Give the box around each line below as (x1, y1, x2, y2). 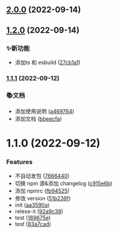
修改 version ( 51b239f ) (14, 194, 71, 202)
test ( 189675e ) (14, 214, 51, 221)
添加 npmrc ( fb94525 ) (14, 187, 70, 194)
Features (6, 158, 33, 166)
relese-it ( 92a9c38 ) (14, 207, 63, 214)
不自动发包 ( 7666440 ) (14, 172, 70, 179)
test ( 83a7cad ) (14, 220, 52, 228)
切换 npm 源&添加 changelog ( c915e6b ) (14, 179, 113, 187)
